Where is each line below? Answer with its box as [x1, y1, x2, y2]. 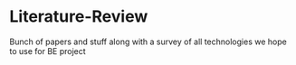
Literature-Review [9, 6, 148, 27]
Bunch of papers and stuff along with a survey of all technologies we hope [9, 36, 287, 47]
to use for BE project [9, 45, 86, 56]
